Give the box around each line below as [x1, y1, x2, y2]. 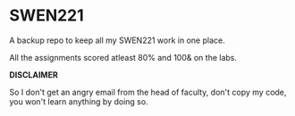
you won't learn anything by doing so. [9, 95, 149, 107]
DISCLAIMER [9, 69, 58, 80]
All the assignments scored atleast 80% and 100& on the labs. [9, 52, 238, 62]
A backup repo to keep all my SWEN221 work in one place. [9, 35, 225, 46]
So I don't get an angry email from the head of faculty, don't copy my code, [9, 87, 287, 97]
